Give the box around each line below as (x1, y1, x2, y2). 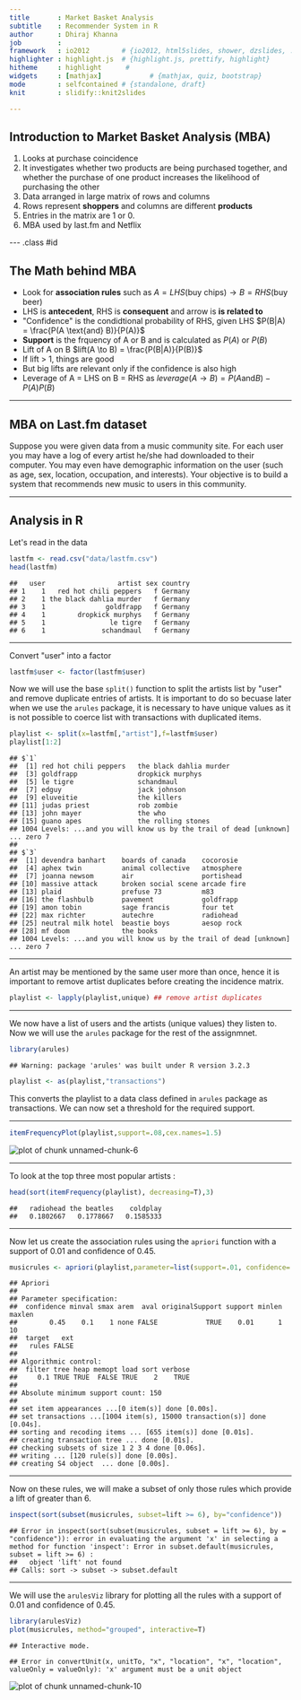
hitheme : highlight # (9, 64, 130, 73)
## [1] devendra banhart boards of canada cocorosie (9, 856, 239, 866)
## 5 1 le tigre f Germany (9, 618, 191, 627)
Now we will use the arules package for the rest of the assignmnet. (9, 1028, 258, 1038)
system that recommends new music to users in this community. (9, 478, 247, 489)
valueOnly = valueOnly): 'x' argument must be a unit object (9, 1665, 243, 1674)
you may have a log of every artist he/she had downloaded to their (9, 449, 255, 460)
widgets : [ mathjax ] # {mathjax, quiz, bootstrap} (9, 72, 262, 81)
